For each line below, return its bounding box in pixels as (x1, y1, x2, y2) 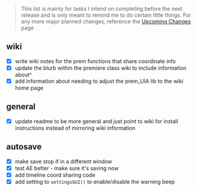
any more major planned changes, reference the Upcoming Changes (20, 18, 191, 25)
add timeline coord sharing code (14, 171, 95, 178)
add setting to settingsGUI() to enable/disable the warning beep (14, 178, 175, 185)
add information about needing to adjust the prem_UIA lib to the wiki (14, 77, 184, 85)
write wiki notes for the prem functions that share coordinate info (14, 57, 176, 65)
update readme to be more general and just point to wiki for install (14, 117, 178, 125)
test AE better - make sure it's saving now (14, 165, 119, 172)
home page (14, 84, 44, 91)
